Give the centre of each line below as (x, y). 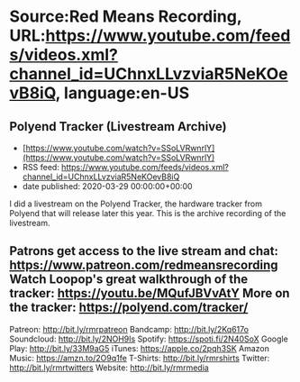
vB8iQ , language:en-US (100, 93)
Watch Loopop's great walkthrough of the (129, 280)
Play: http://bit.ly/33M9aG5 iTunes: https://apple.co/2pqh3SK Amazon (140, 348)
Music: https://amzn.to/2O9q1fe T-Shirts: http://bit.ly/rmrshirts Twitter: (140, 358)
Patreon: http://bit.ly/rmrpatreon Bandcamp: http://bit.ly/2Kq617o (129, 329)
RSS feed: (41, 167)
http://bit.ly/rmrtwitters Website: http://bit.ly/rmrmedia (109, 368)
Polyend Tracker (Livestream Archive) (118, 127)
